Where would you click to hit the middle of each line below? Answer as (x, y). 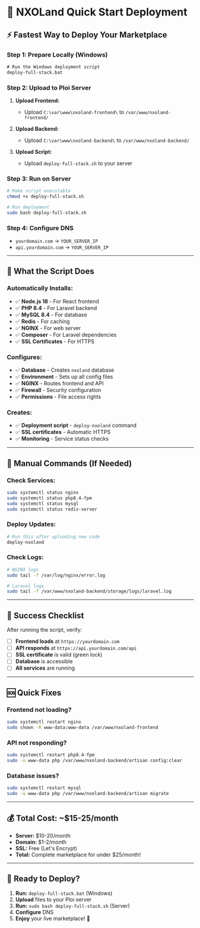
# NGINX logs (23, 569)
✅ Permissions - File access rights (58, 397)
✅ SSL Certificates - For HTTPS (55, 341)
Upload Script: (34, 151)
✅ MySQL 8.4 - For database (51, 315)
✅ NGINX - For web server (48, 328)
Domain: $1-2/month (41, 842)
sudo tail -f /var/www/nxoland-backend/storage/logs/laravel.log (89, 591)
